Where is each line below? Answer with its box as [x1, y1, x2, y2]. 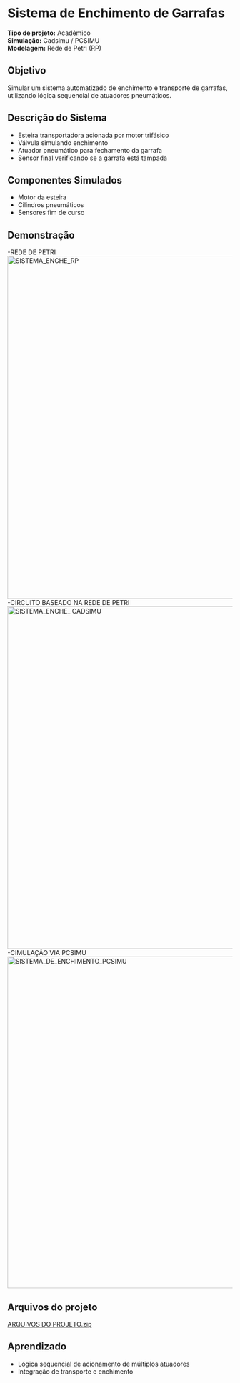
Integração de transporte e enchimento [17, 1367, 134, 1376]
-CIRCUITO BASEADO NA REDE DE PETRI [7, 599, 130, 607]
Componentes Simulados [7, 174, 123, 186]
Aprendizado [7, 1341, 66, 1353]
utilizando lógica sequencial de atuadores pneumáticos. [7, 91, 171, 99]
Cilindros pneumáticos [17, 201, 84, 209]
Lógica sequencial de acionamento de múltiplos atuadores [17, 1359, 190, 1368]
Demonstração [7, 229, 75, 241]
